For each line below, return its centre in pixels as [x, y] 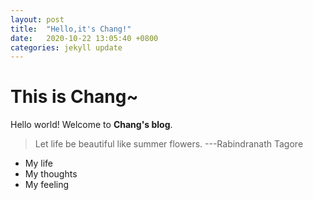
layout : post [37, 19]
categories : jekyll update [66, 47]
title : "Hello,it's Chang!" [71, 29]
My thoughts [51, 174]
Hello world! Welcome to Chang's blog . [91, 125]
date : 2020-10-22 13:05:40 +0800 [84, 38]
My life [39, 163]
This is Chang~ [74, 97]
